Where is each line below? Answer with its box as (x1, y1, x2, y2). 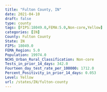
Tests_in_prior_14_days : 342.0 (5, 61, 68, 66)
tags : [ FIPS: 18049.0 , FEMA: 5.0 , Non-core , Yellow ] (5, 25, 103, 30)
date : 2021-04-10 (5, 12, 40, 17)
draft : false (5, 16, 31, 21)
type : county (5, 20, 31, 26)
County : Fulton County (5, 35, 51, 39)
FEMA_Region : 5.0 (5, 48, 40, 53)
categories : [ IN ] (5, 30, 40, 35)
